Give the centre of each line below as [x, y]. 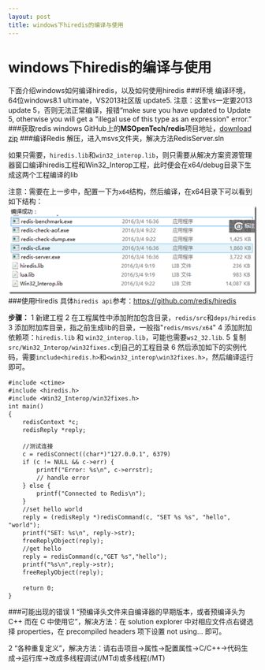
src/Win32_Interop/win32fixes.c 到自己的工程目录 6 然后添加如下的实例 [124, 348]
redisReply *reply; [54, 430]
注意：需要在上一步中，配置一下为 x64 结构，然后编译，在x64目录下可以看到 [130, 192]
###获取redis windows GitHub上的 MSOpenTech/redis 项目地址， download [130, 128]
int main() [26, 407]
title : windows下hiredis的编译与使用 [66, 25]
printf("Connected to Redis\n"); [91, 494]
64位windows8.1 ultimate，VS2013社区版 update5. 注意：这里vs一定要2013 [130, 100]
